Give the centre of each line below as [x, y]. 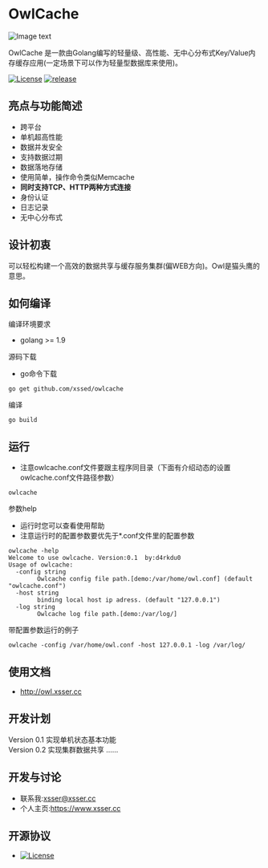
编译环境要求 [29, 324]
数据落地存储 [41, 167]
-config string [41, 572]
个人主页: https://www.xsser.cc [70, 808]
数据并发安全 [41, 147]
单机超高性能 [41, 136]
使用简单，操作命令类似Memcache [77, 176]
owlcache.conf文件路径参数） [69, 477]
